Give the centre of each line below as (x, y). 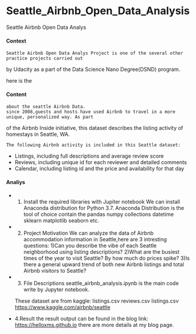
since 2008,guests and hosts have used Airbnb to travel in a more (91, 112)
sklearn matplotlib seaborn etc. (61, 220)
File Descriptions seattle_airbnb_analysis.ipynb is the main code (101, 283)
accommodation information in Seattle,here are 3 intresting (95, 239)
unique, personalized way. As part (50, 117)
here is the (19, 81)
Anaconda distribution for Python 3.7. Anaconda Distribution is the (104, 208)
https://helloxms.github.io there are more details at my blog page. (94, 325)
